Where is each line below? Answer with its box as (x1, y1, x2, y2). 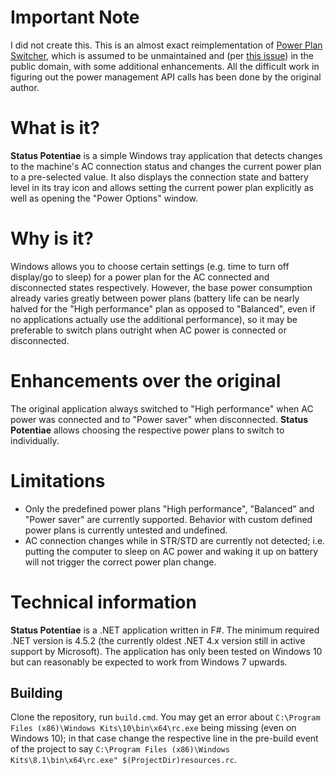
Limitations (10, 469, 106, 492)
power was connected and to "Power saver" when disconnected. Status (10, 413, 309, 425)
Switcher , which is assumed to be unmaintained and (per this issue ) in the (10, 49, 315, 61)
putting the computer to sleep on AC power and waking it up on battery (24, 545, 319, 557)
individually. (10, 434, 60, 446)
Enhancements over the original (10, 370, 282, 392)
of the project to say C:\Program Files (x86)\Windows (10, 743, 230, 755)
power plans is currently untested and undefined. (24, 524, 228, 536)
